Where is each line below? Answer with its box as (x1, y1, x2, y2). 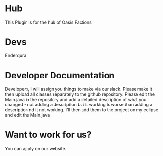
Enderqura (5, 52, 27, 58)
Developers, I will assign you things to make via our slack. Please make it (5, 86, 152, 92)
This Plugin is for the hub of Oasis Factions (5, 19, 92, 25)
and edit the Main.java (5, 112, 50, 118)
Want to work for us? (5, 130, 92, 140)
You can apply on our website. (5, 145, 67, 151)
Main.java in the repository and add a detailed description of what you (5, 96, 147, 102)
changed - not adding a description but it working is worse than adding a (5, 102, 153, 107)
